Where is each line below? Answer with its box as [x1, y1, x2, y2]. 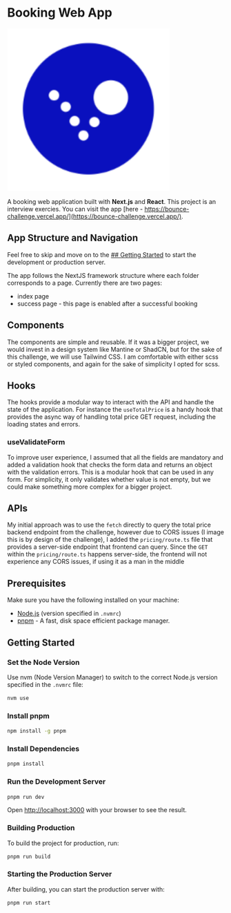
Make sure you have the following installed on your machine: [7, 596, 179, 604]
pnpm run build [7, 853, 51, 860]
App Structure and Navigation [7, 232, 139, 244]
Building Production [7, 823, 75, 833]
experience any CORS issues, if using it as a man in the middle [7, 558, 185, 566]
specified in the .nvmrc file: [7, 680, 84, 688]
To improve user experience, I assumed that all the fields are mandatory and [7, 453, 223, 461]
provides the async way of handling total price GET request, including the [7, 413, 216, 421]
